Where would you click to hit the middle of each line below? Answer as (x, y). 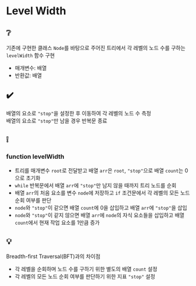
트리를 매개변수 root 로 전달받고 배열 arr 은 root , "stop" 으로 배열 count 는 (99, 170)
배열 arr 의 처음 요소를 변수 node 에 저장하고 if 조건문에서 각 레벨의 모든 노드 (102, 193)
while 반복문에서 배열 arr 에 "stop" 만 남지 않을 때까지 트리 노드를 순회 (95, 185)
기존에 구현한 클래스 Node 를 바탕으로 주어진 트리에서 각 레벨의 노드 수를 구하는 (96, 48)
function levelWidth (35, 157)
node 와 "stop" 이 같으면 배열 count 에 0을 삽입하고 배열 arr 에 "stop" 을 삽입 (101, 208)
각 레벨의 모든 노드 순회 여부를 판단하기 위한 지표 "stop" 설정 (85, 276)
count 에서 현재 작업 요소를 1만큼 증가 (57, 222)
